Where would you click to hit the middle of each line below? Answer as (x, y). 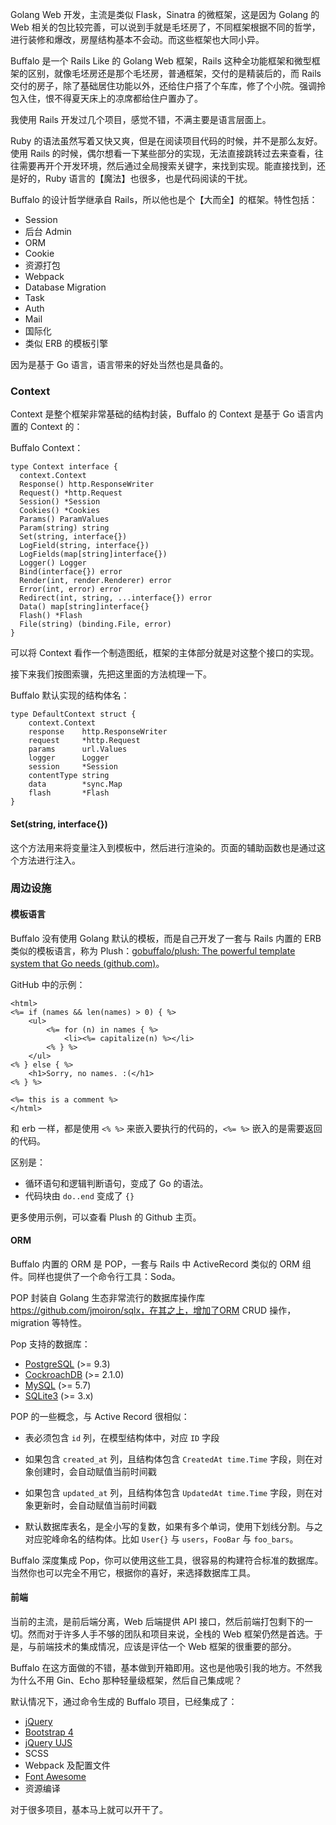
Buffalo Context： (47, 448)
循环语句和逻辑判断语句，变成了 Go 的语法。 (116, 1183)
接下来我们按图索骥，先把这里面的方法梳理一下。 (111, 674)
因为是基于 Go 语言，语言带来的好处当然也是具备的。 (119, 364)
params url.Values (78, 749)
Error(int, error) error (71, 589)
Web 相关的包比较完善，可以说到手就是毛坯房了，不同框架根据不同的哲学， (165, 27)
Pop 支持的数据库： (50, 1344)
